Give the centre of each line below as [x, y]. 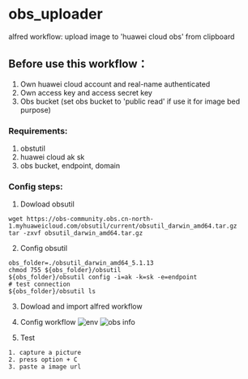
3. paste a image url [45, 367]
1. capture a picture [45, 353]
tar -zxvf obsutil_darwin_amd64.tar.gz [76, 233]
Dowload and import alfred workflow [81, 307]
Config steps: [36, 186]
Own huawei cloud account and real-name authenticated [115, 84]
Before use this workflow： [78, 64]
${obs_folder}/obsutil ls [52, 292]
